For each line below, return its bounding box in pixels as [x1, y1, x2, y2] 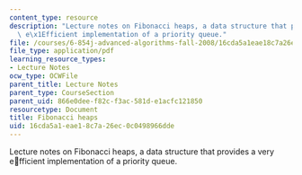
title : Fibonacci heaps [9, 113, 99, 122]
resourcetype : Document [9, 105, 99, 114]
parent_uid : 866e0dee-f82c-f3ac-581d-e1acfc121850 [9, 96, 203, 106]
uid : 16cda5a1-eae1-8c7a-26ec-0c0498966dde [9, 122, 175, 131]
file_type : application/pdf [9, 47, 115, 56]
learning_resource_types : [9, 55, 106, 64]
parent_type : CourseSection [9, 88, 115, 97]
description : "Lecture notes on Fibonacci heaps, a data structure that [9, 22, 288, 31]
